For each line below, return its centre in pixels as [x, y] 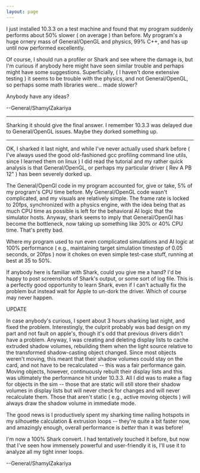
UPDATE [16, 309]
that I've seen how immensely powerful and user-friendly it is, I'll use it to [96, 445]
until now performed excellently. [46, 48]
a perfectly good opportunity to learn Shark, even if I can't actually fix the [96, 285]
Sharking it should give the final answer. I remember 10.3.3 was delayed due [99, 125]
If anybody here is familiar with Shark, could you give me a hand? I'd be [94, 272]
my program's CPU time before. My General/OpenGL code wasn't [87, 192]
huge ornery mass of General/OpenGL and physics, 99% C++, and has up [97, 41]
